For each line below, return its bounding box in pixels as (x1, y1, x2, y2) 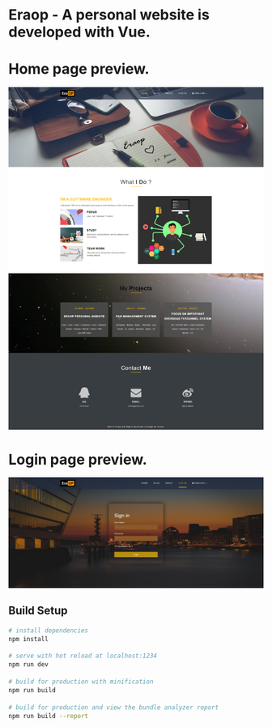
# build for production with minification (8, 678, 154, 686)
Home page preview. (8, 60, 150, 79)
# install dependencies (8, 626, 89, 635)
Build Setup (8, 604, 68, 618)
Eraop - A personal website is (8, 6, 210, 24)
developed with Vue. (8, 23, 151, 41)
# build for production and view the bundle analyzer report (8, 703, 219, 712)
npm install (8, 635, 49, 643)
